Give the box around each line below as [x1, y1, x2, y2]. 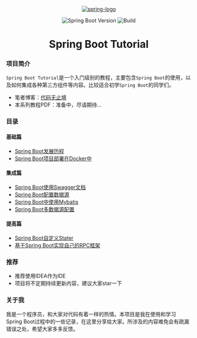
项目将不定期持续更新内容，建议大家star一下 [14, 280, 122, 287]
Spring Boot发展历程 [14, 147, 65, 154]
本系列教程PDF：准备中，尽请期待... [14, 101, 102, 108]
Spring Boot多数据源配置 [14, 206, 75, 213]
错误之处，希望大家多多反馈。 [6, 325, 78, 332]
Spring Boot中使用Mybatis [14, 198, 79, 206]
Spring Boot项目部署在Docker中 [14, 155, 92, 162]
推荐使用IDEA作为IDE [14, 273, 66, 280]
